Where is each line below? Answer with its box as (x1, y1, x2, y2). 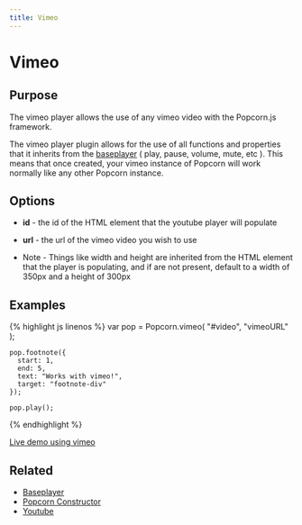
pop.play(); (9, 403, 54, 412)
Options (9, 194, 56, 209)
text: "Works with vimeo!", (17, 372, 124, 381)
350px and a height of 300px (22, 271, 131, 282)
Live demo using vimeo (9, 437, 96, 448)
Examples (9, 297, 66, 312)
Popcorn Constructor (22, 496, 102, 507)
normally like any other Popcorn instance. (9, 167, 164, 178)
